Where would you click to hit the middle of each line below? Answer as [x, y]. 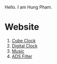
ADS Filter [22, 56]
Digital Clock [25, 46]
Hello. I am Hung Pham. [28, 7]
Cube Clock [24, 40]
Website [22, 27]
